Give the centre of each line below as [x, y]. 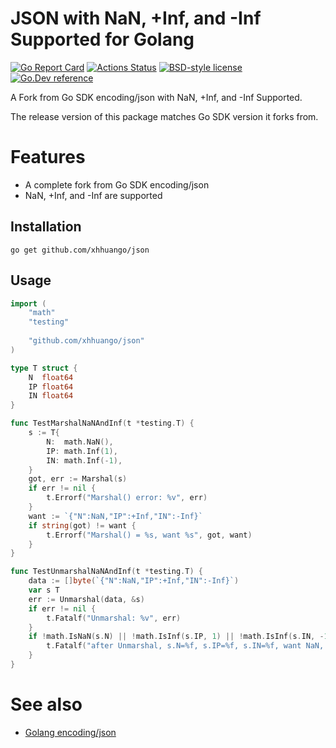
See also [46, 704]
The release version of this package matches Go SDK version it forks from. [164, 116]
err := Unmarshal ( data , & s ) [86, 599]
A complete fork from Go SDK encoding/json [117, 184]
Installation [46, 227]
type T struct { [44, 368]
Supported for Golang [102, 39]
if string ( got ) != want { [82, 525]
